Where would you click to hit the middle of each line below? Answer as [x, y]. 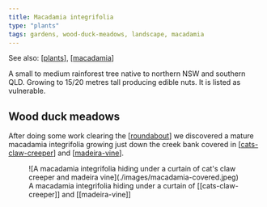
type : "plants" [34, 25]
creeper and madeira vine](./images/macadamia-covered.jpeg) [133, 177]
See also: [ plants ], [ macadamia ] [61, 58]
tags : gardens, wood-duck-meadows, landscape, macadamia [106, 34]
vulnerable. [27, 91]
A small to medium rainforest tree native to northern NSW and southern [127, 74]
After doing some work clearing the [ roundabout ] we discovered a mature [131, 136]
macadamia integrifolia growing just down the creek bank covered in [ [125, 145]
